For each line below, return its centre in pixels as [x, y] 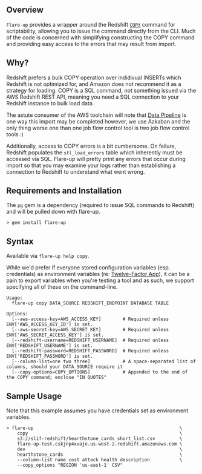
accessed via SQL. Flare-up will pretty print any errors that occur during [96, 159]
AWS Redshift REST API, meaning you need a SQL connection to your [93, 97]
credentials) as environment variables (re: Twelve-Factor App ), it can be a [98, 274]
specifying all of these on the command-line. [62, 287]
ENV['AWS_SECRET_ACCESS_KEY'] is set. [55, 335]
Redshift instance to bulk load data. [50, 103]
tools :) [15, 134]
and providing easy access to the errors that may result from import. [91, 44]
